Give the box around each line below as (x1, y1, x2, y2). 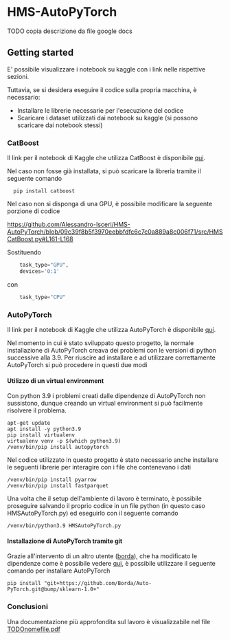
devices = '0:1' (19, 267, 60, 275)
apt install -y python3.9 (7, 426, 81, 433)
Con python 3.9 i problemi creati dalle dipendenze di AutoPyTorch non (7, 392, 206, 400)
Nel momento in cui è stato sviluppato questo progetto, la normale (7, 338, 194, 347)
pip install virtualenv (7, 432, 76, 439)
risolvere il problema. (7, 406, 67, 415)
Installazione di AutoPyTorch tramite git (7, 537, 123, 545)
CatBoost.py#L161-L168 (7, 235, 73, 243)
